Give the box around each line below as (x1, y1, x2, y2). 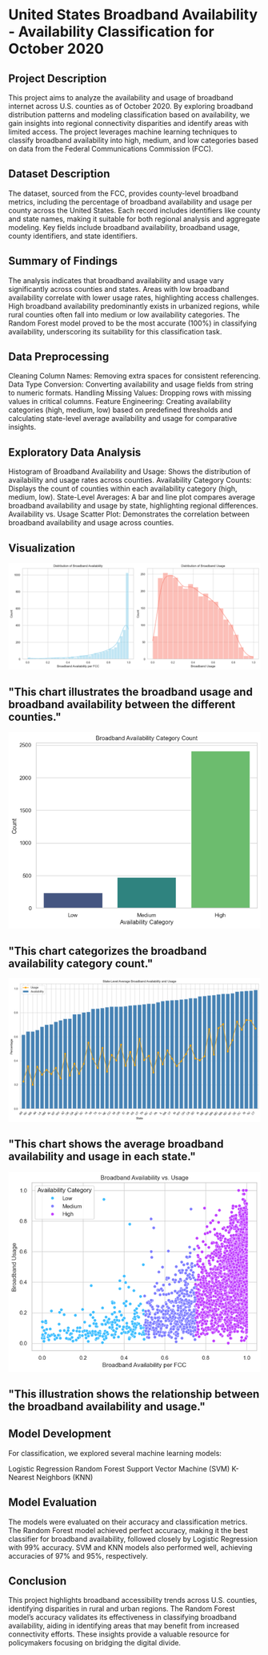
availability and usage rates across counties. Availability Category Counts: (8, 475, 252, 485)
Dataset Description (8, 167, 110, 181)
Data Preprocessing (8, 350, 110, 364)
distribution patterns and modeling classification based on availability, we (8, 110, 250, 119)
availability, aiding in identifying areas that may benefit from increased (8, 1621, 240, 1631)
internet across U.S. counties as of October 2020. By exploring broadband (8, 102, 254, 111)
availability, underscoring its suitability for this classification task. (8, 326, 222, 336)
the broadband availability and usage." (8, 1399, 206, 1413)
